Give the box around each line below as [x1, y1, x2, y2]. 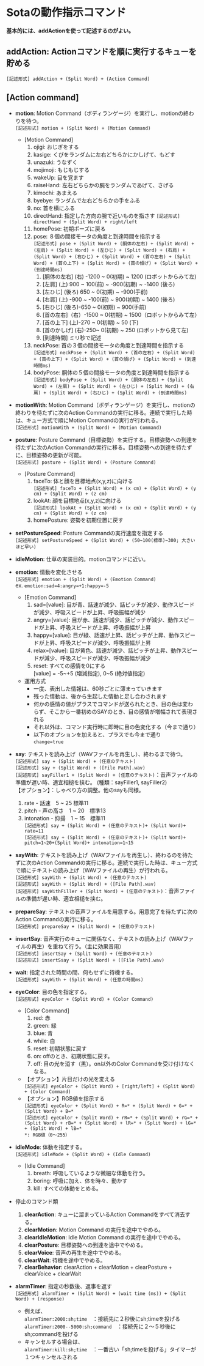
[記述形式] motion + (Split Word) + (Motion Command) [15, 125, 151, 132]
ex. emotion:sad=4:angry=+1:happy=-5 [15, 582, 110, 589]
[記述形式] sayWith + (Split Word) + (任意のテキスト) [15, 874, 147, 881]
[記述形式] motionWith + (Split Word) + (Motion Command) [15, 425, 162, 431]
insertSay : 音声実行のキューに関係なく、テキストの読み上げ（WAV [15, 935, 183, 942]
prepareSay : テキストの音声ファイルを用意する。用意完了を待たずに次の [15, 908, 198, 915]
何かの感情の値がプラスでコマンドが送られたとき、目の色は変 [33, 700, 188, 707]
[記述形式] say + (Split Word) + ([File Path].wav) [15, 765, 146, 771]
